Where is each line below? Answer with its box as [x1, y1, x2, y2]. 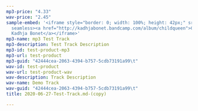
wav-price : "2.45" [6, 14, 51, 20]
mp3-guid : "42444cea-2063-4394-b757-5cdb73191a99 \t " [6, 58, 138, 64]
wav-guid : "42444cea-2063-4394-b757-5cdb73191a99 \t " [6, 86, 138, 92]
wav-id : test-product [6, 63, 60, 70]
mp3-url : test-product [6, 53, 62, 58]
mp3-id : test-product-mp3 [6, 47, 70, 53]
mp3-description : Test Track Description [6, 42, 110, 48]
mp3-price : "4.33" [6, 8, 51, 15]
